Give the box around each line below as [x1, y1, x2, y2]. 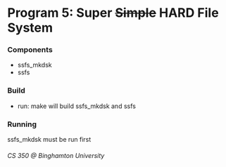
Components [7, 45, 53, 55]
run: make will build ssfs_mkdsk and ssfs [17, 102, 136, 110]
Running [7, 119, 37, 129]
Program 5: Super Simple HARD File [7, 5, 220, 21]
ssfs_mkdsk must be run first [7, 135, 92, 144]
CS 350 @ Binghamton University [7, 151, 105, 159]
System [7, 20, 54, 36]
